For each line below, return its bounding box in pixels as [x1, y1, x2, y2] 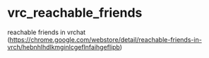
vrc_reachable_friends [7, 5, 143, 21]
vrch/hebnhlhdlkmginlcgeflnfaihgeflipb [7, 43, 120, 51]
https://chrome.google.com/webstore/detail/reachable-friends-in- [9, 35, 203, 43]
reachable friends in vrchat [7, 28, 86, 36]
